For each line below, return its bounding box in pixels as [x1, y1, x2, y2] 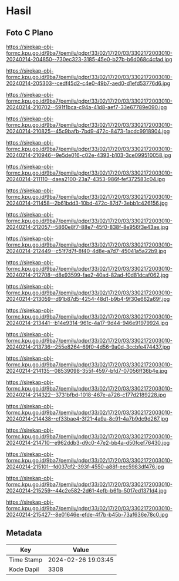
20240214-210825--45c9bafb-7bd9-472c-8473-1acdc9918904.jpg [6, 128, 170, 134]
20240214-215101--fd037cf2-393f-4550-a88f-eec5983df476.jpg [6, 463, 164, 470]
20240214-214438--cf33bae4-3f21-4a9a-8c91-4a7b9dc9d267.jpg [6, 415, 168, 422]
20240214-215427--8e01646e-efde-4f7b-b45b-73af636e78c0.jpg [6, 511, 168, 518]
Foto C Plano [6, 28, 53, 38]
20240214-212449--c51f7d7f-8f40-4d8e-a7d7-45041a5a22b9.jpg [6, 248, 167, 254]
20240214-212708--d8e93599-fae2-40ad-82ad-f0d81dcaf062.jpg [6, 271, 169, 278]
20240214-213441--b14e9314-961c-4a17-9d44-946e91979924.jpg [6, 320, 168, 326]
